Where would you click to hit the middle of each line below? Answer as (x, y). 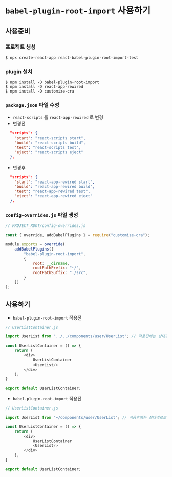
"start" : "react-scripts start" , (50, 138)
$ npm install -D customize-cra (40, 92)
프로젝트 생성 (20, 47)
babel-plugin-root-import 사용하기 (78, 10)
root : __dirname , (51, 263)
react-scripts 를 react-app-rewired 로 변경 (58, 117)
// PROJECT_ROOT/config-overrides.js (46, 226)
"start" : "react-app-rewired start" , (55, 182)
